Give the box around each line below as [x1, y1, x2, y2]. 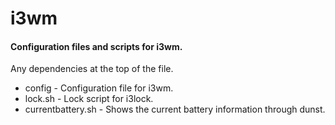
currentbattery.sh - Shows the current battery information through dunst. [24, 103, 326, 116]
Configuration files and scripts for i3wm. [10, 40, 183, 52]
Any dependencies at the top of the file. [10, 63, 174, 75]
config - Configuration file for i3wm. [24, 82, 174, 94]
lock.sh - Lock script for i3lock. [24, 93, 154, 105]
